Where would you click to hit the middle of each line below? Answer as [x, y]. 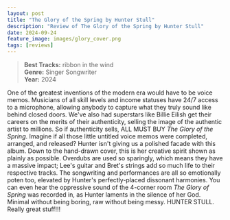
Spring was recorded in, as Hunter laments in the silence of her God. [104, 195]
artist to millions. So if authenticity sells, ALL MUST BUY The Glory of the [110, 129]
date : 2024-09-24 [32, 33]
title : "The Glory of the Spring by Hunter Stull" [81, 20]
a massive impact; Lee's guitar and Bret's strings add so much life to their [111, 166]
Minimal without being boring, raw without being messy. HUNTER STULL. [111, 202]
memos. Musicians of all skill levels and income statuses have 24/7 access [113, 100]
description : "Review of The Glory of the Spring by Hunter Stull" [106, 26]
